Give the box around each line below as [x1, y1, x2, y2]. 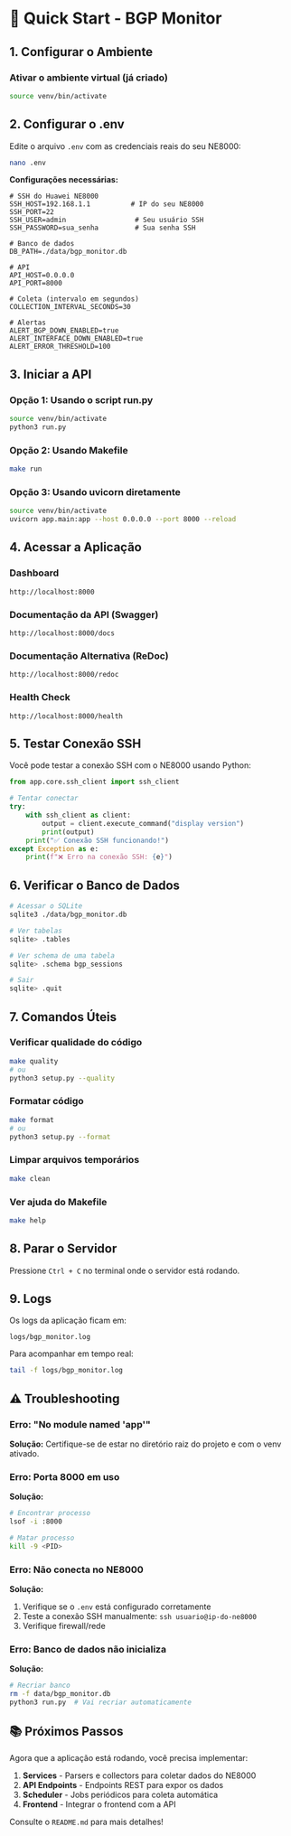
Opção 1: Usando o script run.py [9, 393, 154, 406]
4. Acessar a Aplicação [9, 539, 142, 555]
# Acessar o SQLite [9, 902, 83, 911]
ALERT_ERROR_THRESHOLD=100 [9, 342, 111, 351]
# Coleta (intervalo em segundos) [9, 295, 140, 304]
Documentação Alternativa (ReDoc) [9, 650, 169, 662]
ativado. [9, 1447, 40, 1458]
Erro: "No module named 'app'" [9, 1418, 151, 1430]
